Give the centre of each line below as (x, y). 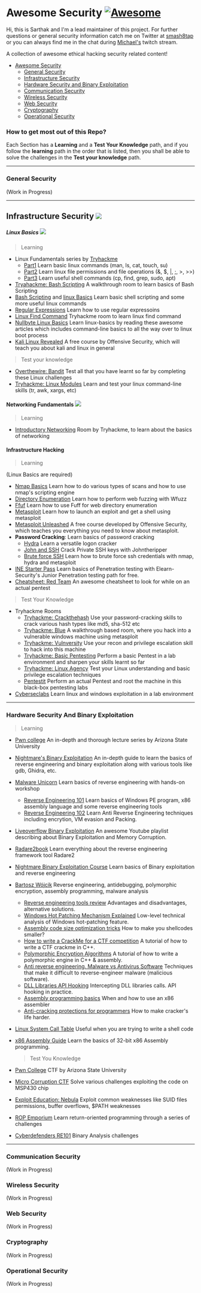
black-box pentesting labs (56, 688)
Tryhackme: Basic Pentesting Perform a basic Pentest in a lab (100, 656)
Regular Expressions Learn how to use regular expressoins (87, 310)
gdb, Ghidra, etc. (36, 770)
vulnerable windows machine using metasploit (81, 637)
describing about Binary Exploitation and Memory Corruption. (91, 837)
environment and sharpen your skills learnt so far (84, 662)
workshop (27, 788)
